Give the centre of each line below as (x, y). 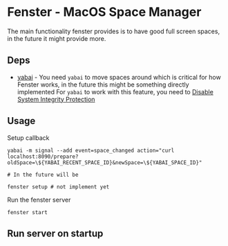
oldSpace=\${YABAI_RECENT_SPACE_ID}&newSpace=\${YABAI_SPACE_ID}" (105, 162)
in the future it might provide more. (57, 38)
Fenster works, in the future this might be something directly (103, 85)
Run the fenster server (39, 200)
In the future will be (46, 175)
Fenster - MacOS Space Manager (104, 12)
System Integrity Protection (56, 99)
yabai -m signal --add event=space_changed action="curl (91, 150)
